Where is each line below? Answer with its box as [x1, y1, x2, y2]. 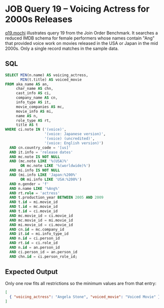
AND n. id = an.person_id [9, 245, 60, 250]
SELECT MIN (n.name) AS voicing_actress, [5, 72, 89, 78]
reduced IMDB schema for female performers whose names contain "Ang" [5, 35, 155, 41]
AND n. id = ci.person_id [9, 236, 60, 241]
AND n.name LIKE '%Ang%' [9, 186, 60, 191]
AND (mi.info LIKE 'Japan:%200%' [9, 172, 78, 177]
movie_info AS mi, [16, 109, 54, 114]
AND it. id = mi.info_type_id [9, 231, 69, 236]
